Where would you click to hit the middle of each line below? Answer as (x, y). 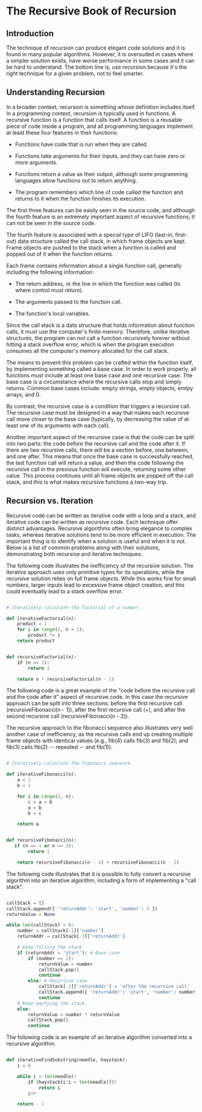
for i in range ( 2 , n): (46, 796)
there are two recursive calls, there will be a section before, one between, (98, 450)
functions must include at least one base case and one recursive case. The (99, 375)
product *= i (44, 635)
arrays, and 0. (24, 394)
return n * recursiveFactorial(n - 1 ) (66, 679)
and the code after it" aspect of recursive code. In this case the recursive (97, 697)
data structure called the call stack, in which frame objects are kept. (102, 241)
